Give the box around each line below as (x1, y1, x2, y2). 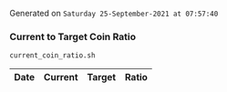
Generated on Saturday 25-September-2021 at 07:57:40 (9, 8, 219, 18)
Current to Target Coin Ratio (9, 30, 137, 43)
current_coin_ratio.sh (9, 51, 96, 60)
